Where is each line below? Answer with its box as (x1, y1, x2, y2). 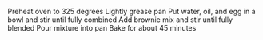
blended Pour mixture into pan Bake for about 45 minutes (7, 24, 197, 32)
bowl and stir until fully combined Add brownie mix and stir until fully (7, 15, 233, 24)
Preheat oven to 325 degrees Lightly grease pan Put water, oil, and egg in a (7, 7, 257, 16)
